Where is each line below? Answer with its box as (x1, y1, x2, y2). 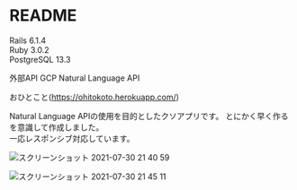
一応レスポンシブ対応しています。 (9, 133, 135, 143)
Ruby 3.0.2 (9, 44, 49, 55)
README (9, 5, 77, 26)
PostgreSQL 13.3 (9, 54, 71, 65)
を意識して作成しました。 (9, 122, 104, 133)
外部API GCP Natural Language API (9, 73, 140, 83)
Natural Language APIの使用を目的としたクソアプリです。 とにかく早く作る (9, 110, 290, 121)
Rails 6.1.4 (9, 35, 47, 46)
